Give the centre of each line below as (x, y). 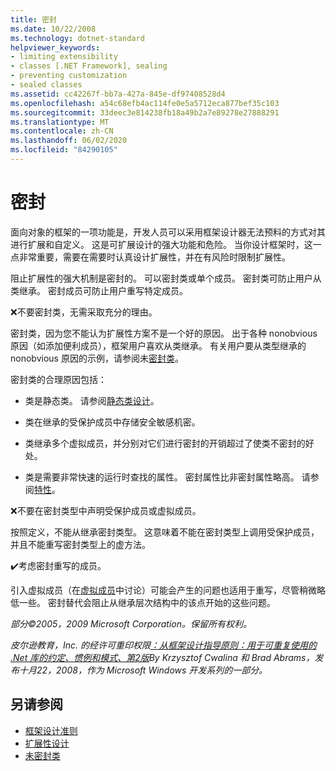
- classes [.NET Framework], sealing (89, 66)
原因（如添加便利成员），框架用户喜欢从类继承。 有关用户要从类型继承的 (158, 345)
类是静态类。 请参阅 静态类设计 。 (92, 400)
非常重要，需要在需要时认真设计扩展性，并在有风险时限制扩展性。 (154, 257)
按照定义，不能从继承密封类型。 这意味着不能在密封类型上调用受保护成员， (165, 532)
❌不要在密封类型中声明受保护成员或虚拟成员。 (106, 510)
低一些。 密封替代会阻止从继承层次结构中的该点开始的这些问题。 (143, 602)
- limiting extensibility (64, 57)
